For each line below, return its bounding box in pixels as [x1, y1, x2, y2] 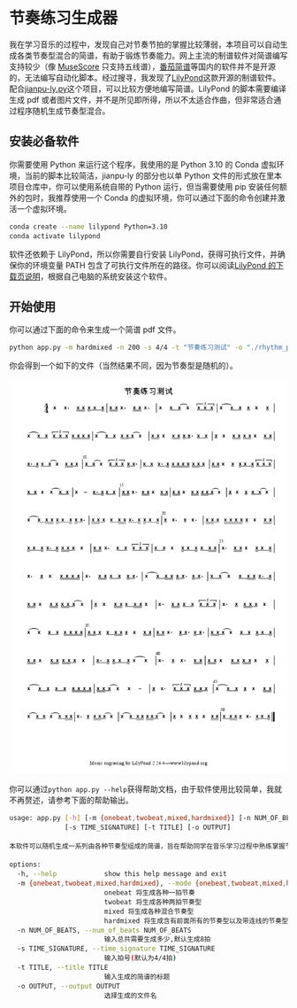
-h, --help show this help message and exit [17, 870, 227, 879]
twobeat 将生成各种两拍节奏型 [103, 897, 202, 906]
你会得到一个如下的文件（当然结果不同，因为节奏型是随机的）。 [9, 361, 238, 371]
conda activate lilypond [9, 231, 101, 240]
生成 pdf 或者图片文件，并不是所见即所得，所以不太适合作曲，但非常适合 [9, 94, 274, 105]
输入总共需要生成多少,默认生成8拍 [103, 935, 211, 944]
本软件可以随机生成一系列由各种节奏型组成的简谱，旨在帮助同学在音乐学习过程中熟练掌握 [9, 841, 286, 850]
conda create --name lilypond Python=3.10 [9, 222, 168, 231]
